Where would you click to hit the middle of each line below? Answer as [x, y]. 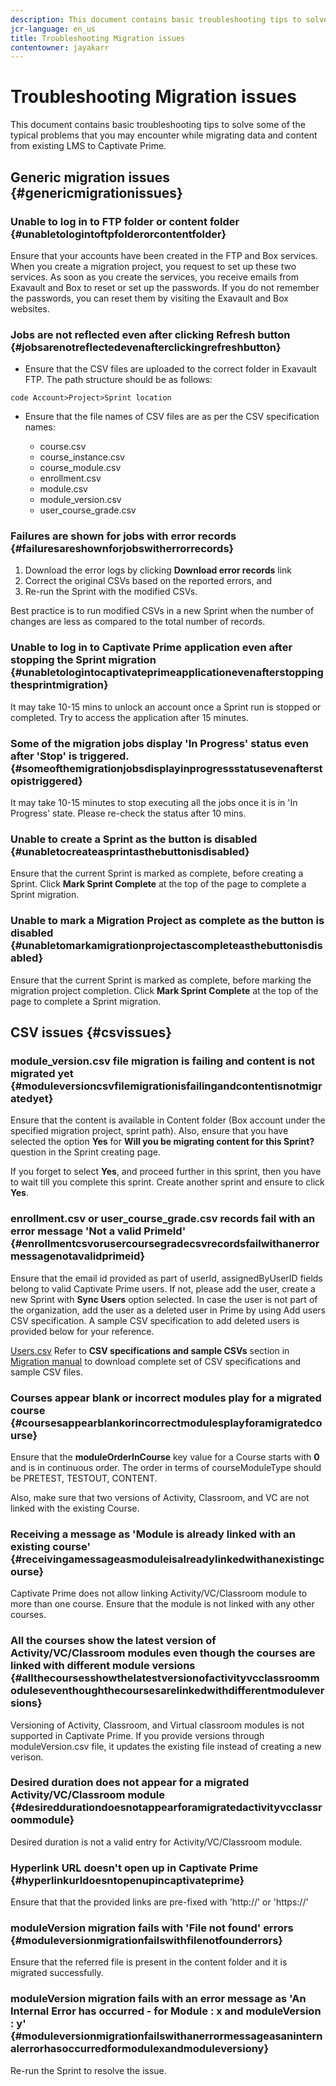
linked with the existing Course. [75, 1508]
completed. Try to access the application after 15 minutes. [129, 717]
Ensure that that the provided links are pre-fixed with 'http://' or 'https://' [159, 1902]
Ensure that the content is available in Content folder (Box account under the [168, 1120]
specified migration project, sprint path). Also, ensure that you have [149, 1131]
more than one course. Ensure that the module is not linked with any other [162, 1604]
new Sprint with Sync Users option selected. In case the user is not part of [164, 1299]
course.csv [63, 447]
